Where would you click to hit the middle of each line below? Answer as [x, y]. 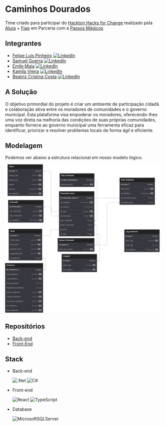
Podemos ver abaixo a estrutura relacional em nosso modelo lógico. [74, 158]
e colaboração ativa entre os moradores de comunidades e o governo [76, 109]
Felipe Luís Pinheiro [32, 55]
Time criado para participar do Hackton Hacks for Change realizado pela [79, 23]
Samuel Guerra [28, 61]
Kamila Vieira [26, 71]
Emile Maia [23, 66]
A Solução [21, 92]
